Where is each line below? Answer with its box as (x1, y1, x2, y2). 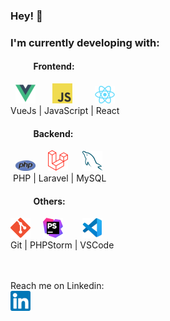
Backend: (33, 127, 74, 139)
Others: (33, 195, 66, 207)
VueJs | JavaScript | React (10, 105, 120, 117)
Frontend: (33, 60, 75, 73)
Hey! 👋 (10, 9, 43, 23)
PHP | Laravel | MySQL (12, 172, 107, 184)
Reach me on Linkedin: (10, 280, 105, 292)
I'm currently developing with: (10, 35, 160, 49)
